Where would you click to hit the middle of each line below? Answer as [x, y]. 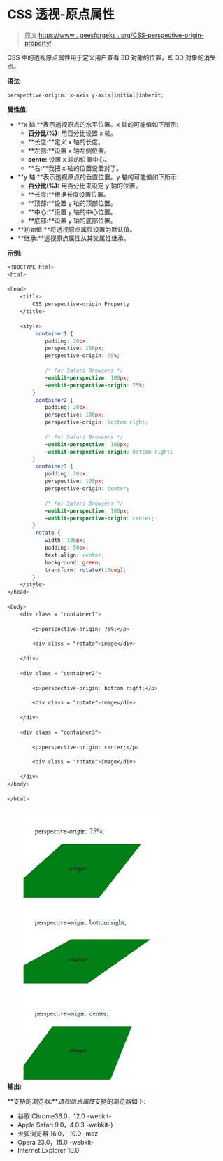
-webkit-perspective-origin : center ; [100, 518]
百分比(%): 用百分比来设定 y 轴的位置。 [85, 186]
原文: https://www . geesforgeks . [72, 35]
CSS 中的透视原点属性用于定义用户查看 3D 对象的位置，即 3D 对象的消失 [112, 57]
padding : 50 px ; [67, 548]
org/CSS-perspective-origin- [162, 35]
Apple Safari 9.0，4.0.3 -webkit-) [65, 1125]
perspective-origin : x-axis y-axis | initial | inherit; [86, 95]
